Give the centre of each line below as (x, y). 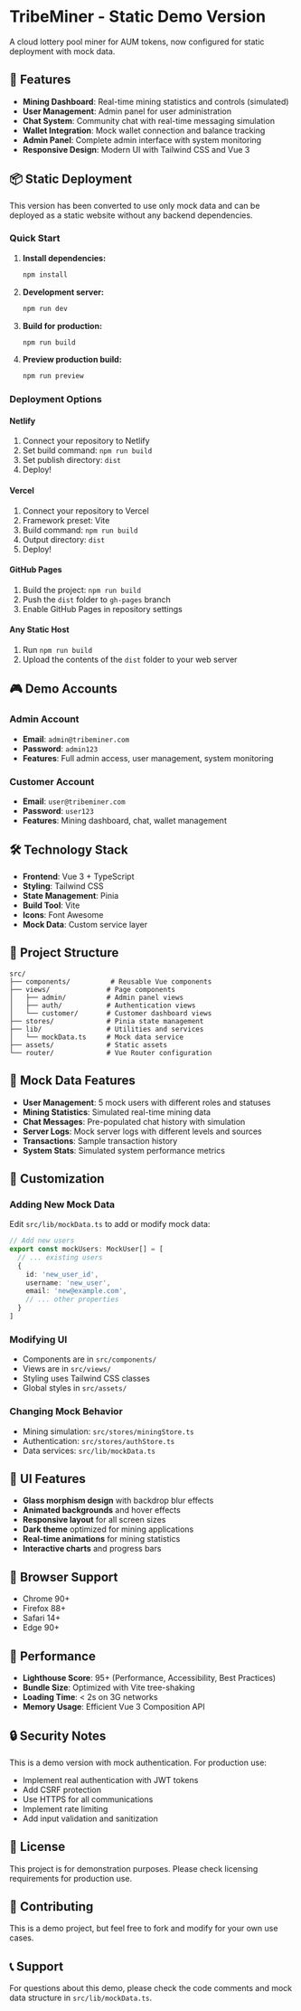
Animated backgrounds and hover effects (101, 1510)
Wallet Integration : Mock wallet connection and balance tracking (144, 130)
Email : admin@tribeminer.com (75, 739)
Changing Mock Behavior (66, 1411)
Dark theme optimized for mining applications (108, 1529)
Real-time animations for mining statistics (101, 1539)
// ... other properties (72, 1299)
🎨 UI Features (47, 1479)
